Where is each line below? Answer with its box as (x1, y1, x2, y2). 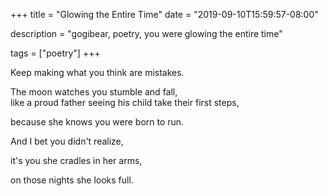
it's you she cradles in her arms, (10, 155, 143, 166)
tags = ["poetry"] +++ (10, 47, 101, 59)
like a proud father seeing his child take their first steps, (10, 97, 240, 108)
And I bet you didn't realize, (10, 135, 124, 147)
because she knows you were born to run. (10, 116, 185, 128)
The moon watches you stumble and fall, (10, 86, 178, 98)
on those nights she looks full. (10, 174, 134, 186)
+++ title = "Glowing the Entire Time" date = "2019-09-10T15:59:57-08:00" (10, 9, 319, 20)
